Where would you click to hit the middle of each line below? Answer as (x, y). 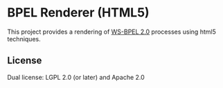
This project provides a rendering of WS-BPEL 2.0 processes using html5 (111, 32)
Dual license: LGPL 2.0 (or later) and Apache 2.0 (76, 77)
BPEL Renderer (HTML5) (79, 13)
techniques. (24, 38)
